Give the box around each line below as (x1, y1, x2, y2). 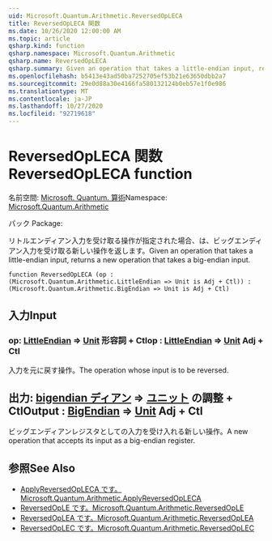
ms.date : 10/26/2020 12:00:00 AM (8, 27, 121, 35)
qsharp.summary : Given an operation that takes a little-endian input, (8, 65, 255, 73)
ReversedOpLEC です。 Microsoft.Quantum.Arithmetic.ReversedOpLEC (19, 523, 255, 533)
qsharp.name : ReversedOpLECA (8, 58, 107, 66)
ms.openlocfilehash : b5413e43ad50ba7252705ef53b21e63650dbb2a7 (8, 72, 227, 80)
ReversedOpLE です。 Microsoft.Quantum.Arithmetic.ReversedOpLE (19, 503, 244, 513)
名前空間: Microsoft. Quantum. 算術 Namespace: (8, 192, 168, 202)
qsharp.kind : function (8, 42, 85, 50)
